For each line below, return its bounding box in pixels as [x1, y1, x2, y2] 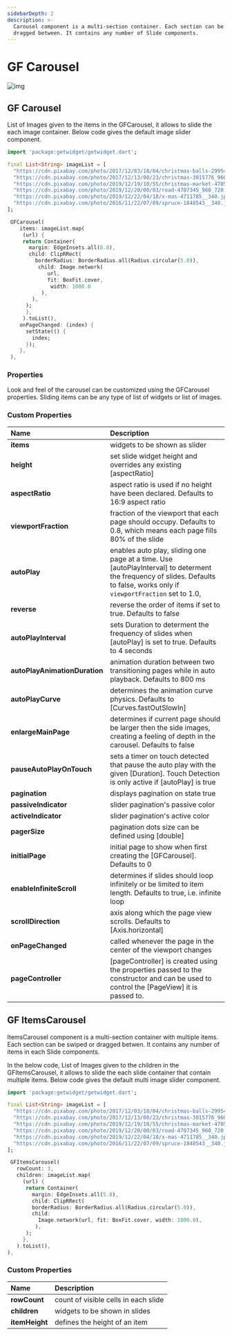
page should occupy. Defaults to [110, 517, 215, 527]
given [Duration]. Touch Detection [110, 769, 220, 778]
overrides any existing [110, 459, 182, 469]
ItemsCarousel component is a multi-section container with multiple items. [7, 1032, 219, 1041]
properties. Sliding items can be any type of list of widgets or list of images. [7, 393, 222, 401]
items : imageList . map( [19, 225, 85, 232]
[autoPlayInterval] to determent [110, 562, 212, 572]
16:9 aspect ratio [110, 497, 166, 506]
